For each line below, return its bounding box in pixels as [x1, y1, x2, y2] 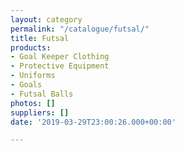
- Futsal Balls [10, 89, 74, 99]
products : [10, 42, 52, 53]
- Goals [10, 80, 43, 90]
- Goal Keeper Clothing [10, 52, 110, 62]
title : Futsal [10, 33, 70, 43]
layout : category [10, 14, 83, 25]
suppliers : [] [10, 107, 70, 118]
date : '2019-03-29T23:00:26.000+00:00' [10, 117, 177, 127]
